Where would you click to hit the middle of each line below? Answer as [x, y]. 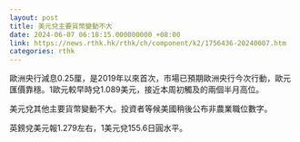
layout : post [34, 18]
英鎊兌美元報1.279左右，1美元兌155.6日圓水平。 [99, 128]
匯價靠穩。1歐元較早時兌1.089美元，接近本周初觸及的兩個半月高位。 [137, 90]
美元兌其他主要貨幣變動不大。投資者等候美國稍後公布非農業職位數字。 [141, 109]
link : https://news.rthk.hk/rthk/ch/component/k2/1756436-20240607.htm [148, 43]
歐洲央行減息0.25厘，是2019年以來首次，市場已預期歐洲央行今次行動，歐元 [150, 79]
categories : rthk [42, 52]
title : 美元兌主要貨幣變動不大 [61, 26]
